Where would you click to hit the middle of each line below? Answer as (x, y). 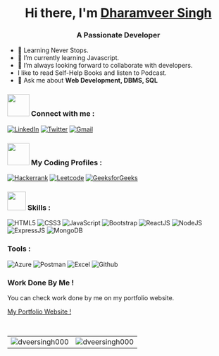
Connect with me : (63, 114)
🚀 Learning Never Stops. (53, 50)
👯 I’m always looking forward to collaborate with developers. (105, 66)
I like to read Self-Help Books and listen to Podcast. (92, 73)
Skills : (39, 208)
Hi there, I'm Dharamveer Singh (118, 13)
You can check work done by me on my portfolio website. (91, 297)
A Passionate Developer (118, 35)
